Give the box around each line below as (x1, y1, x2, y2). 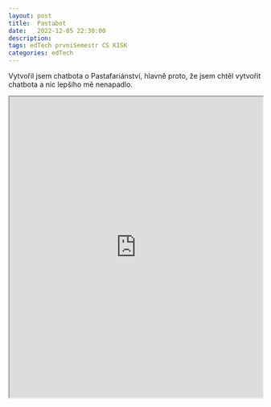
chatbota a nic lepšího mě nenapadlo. (8, 79, 133, 89)
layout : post (8, 11, 52, 20)
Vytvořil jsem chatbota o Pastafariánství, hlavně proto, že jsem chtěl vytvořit (8, 71, 261, 80)
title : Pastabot (8, 19, 67, 27)
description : (8, 34, 52, 43)
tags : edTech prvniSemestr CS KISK (8, 42, 128, 50)
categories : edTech (8, 49, 74, 57)
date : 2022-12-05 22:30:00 (8, 26, 106, 35)
